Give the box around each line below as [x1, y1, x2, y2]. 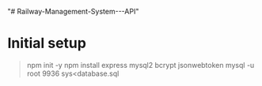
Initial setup [7, 35, 86, 52]
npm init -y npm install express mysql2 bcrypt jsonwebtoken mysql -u [26, 60, 255, 69]
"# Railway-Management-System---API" [7, 7, 139, 16]
